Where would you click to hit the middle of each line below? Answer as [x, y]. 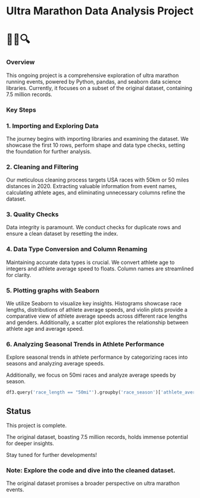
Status [19, 411]
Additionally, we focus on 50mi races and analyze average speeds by [91, 375]
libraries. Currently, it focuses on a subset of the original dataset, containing [99, 88]
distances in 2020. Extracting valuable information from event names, [91, 186]
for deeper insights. [30, 444]
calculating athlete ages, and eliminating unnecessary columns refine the [96, 193]
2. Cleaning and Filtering [42, 167]
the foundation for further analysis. [49, 151]
